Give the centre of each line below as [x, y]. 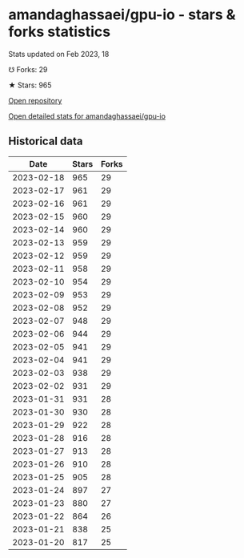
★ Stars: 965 [30, 85]
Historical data [46, 142]
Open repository [35, 100]
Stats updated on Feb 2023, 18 [59, 54]
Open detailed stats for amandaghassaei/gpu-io [87, 116]
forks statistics [59, 32]
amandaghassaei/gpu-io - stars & [122, 15]
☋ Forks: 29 [28, 69]
